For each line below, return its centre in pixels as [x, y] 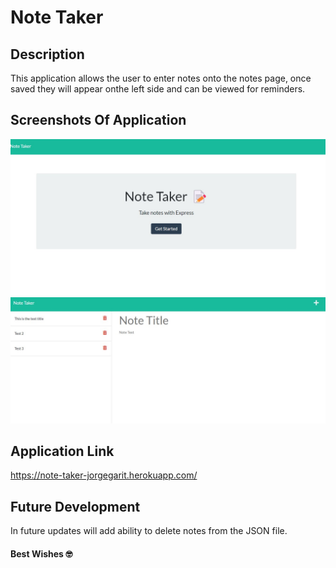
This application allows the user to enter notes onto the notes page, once [161, 78]
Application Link [62, 451]
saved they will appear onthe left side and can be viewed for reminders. [158, 89]
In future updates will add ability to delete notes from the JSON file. [149, 531]
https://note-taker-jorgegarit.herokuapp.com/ [104, 475]
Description [47, 54]
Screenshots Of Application [98, 120]
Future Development [75, 506]
